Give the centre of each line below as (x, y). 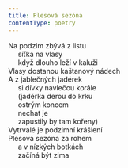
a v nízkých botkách (51, 147)
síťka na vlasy (40, 54)
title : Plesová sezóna (45, 15)
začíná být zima (43, 155)
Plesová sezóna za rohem (50, 138)
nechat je (33, 113)
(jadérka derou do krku (55, 96)
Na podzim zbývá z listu (47, 45)
